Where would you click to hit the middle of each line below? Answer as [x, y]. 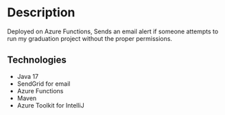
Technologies [37, 60]
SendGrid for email [44, 84]
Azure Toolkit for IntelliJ [50, 105]
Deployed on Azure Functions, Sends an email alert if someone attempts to [113, 31]
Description [41, 13]
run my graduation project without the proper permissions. [90, 38]
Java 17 [28, 76]
